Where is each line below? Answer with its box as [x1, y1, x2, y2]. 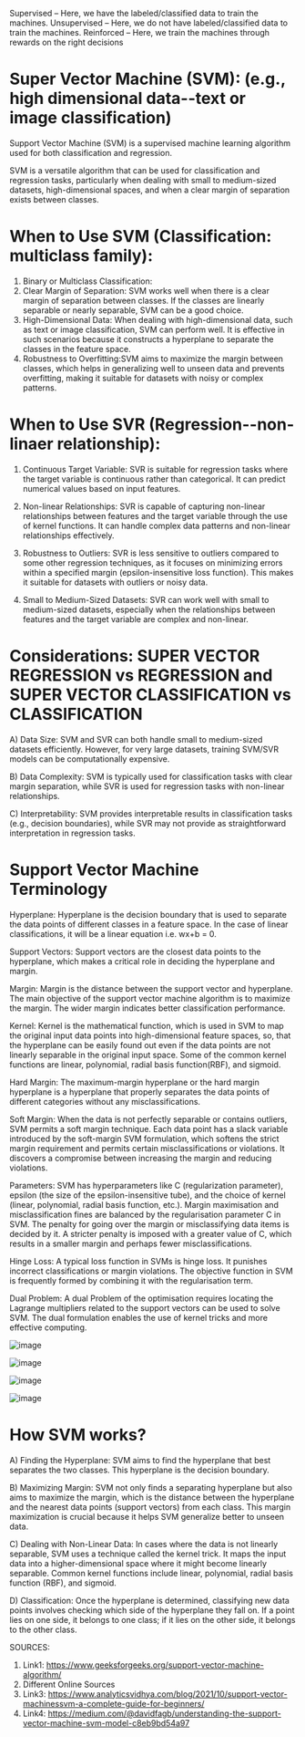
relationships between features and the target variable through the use [22, 510, 289, 521]
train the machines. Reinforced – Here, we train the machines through [9, 27, 270, 37]
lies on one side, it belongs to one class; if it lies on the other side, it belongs [9, 1614, 296, 1625]
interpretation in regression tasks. [9, 827, 136, 838]
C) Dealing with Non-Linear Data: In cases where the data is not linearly [9, 1538, 279, 1549]
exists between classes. [9, 193, 99, 204]
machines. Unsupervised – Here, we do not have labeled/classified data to [9, 17, 289, 28]
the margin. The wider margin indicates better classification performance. [9, 1003, 286, 1014]
